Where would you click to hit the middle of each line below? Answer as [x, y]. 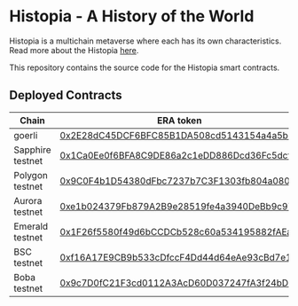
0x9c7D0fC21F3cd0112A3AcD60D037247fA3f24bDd [177, 283]
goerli [26, 135]
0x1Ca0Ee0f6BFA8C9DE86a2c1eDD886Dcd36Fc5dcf [176, 155]
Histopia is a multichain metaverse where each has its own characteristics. [145, 41]
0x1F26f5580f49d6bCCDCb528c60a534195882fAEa [176, 231]
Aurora [28, 200]
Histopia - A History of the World [132, 16]
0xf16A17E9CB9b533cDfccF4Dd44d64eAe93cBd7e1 [176, 257]
